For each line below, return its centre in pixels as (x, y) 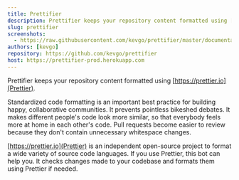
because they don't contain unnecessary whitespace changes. (100, 132)
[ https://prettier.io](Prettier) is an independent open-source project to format (119, 146)
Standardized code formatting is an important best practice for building (112, 102)
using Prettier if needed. (43, 169)
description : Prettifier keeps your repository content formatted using (117, 21)
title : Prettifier (34, 14)
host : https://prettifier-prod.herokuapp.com (76, 60)
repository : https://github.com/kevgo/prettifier (83, 54)
